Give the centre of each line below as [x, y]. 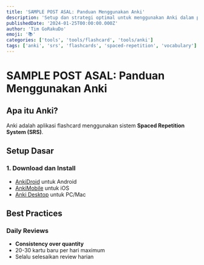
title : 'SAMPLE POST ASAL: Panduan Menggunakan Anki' [76, 12]
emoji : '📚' [21, 35]
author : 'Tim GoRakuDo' [36, 29]
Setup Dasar [30, 151]
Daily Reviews [27, 230]
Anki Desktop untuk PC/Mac [50, 194]
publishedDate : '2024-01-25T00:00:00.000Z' [62, 23]
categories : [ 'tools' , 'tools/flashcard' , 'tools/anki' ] [80, 40]
